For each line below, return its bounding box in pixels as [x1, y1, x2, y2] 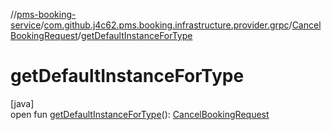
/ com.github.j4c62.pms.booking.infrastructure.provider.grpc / [40, 19, 293, 31]
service [10, 19, 42, 31]
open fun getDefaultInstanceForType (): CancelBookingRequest [10, 108, 270, 120]
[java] [10, 97, 35, 109]
